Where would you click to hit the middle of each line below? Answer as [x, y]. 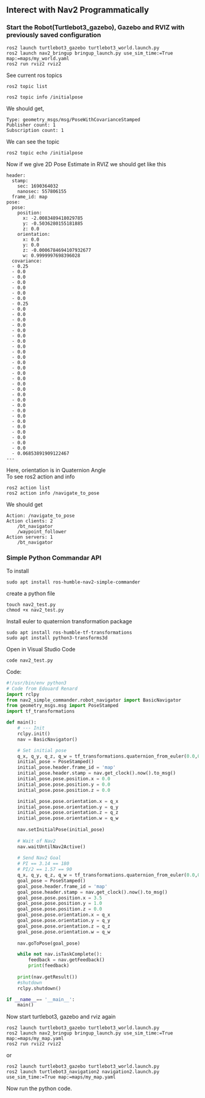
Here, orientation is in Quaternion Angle [56, 470]
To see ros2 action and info [41, 477]
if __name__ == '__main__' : [41, 999]
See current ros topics [34, 75]
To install [18, 571]
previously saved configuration [54, 35]
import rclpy [23, 694]
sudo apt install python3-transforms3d [57, 638]
